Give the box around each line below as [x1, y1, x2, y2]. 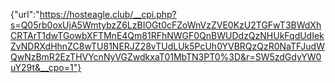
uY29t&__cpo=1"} [10, 62, 82, 73]
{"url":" [10, 9, 40, 20]
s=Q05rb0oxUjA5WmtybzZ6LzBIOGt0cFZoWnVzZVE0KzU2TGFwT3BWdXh [10, 19, 322, 31]
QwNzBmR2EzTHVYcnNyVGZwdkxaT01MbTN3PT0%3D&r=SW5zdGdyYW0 [10, 51, 322, 63]
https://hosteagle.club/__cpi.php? [39, 9, 177, 20]
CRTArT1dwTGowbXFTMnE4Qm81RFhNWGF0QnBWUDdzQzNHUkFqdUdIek [10, 30, 325, 41]
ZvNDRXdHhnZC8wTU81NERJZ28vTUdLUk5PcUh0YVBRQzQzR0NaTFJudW [10, 40, 325, 52]
